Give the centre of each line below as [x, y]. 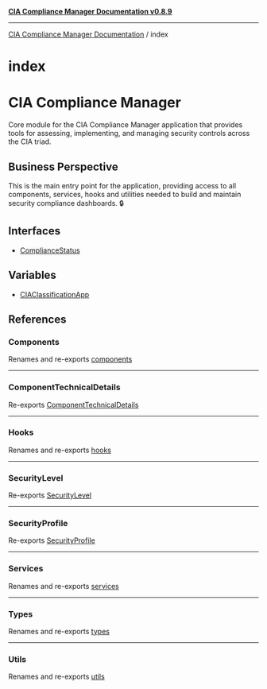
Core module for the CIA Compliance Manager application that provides [126, 125]
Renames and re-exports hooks [60, 450]
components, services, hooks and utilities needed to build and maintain [125, 194]
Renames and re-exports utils [56, 677]
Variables [33, 275]
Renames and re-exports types [59, 632]
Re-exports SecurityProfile [52, 540]
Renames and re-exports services [64, 586]
